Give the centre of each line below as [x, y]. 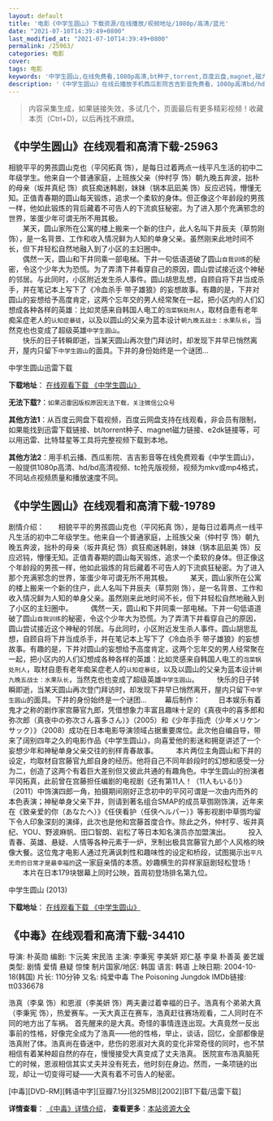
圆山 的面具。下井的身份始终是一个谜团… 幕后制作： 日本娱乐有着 [138, 700]
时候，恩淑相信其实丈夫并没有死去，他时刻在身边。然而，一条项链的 [136, 1063]
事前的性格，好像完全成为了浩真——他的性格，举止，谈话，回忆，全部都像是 [136, 1033]
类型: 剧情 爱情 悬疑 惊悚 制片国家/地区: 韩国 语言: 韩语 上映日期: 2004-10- [132, 966]
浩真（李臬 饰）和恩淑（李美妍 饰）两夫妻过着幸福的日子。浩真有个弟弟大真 [135, 1002]
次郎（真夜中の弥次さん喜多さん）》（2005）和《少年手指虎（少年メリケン [138, 720]
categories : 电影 [37, 54]
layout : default [36, 16]
